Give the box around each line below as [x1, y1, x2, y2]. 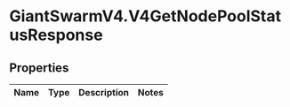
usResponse [9, 25, 104, 45]
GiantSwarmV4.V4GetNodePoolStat [9, 6, 282, 27]
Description [78, 87, 129, 98]
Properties [9, 60, 69, 75]
